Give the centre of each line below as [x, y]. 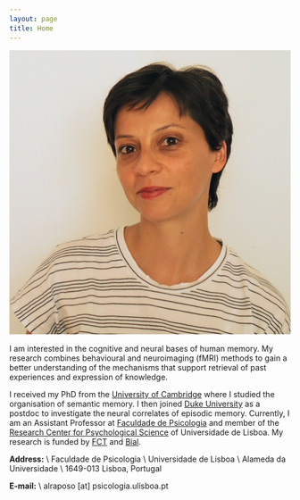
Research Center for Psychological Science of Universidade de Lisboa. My [146, 432]
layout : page [33, 19]
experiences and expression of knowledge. [88, 377]
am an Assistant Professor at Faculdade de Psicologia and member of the [144, 422]
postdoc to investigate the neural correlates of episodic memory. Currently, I [150, 413]
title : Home [31, 28]
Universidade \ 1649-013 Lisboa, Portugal [86, 468]
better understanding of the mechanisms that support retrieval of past [138, 367]
